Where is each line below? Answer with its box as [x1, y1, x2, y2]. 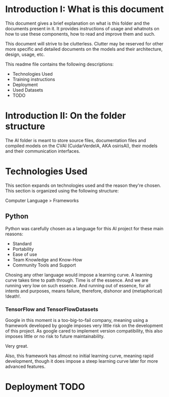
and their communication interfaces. [5, 148, 80, 154]
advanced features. [5, 363, 46, 369]
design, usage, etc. [5, 51, 45, 57]
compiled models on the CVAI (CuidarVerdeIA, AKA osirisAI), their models [5, 143, 157, 149]
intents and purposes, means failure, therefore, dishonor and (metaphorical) [5, 288, 162, 294]
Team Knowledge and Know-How [12, 256, 82, 262]
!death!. [5, 293, 21, 299]
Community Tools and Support [12, 262, 76, 268]
